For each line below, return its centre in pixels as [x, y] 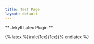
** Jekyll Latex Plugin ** [29, 27]
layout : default [21, 14]
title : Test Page [22, 9]
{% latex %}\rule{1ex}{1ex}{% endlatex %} [47, 37]
